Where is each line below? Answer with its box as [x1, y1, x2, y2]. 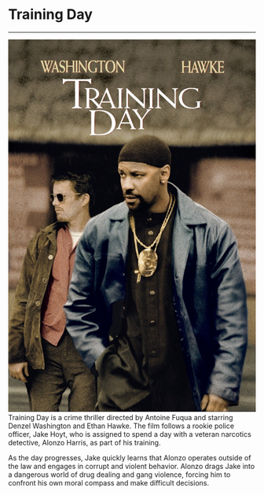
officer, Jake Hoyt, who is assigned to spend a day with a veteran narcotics [8, 429, 251, 438]
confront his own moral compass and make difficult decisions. [8, 478, 210, 487]
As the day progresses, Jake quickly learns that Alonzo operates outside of [8, 453, 251, 462]
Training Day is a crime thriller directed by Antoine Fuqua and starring [8, 412, 233, 422]
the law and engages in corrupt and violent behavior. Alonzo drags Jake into [8, 461, 255, 471]
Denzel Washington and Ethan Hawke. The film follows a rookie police [8, 421, 234, 430]
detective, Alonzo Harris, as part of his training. [8, 438, 161, 447]
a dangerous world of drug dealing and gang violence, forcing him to [8, 470, 231, 479]
